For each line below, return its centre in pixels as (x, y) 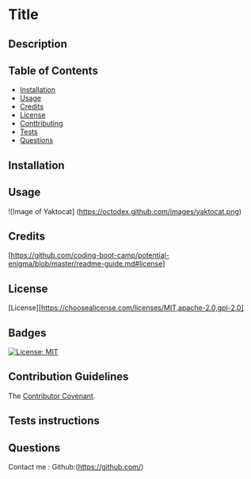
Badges (27, 333)
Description (38, 44)
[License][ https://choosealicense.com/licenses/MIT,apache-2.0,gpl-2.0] (126, 308)
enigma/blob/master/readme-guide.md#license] (87, 264)
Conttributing (41, 124)
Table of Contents (53, 70)
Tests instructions (54, 421)
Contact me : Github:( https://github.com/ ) (76, 467)
